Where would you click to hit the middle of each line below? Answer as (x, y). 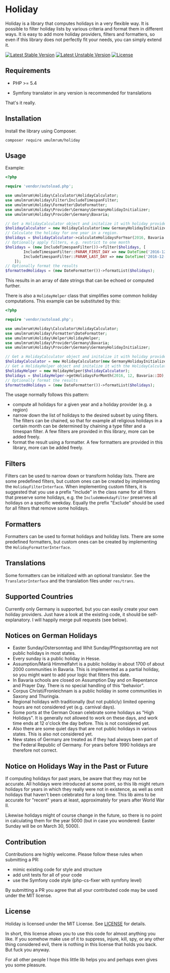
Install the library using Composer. (41, 131)
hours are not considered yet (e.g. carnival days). (64, 707)
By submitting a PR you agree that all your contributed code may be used (81, 890)
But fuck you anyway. (28, 950)
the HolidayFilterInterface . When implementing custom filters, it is (76, 487)
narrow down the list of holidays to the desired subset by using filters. (85, 415)
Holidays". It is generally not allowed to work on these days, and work (85, 718)
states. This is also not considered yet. (53, 734)
